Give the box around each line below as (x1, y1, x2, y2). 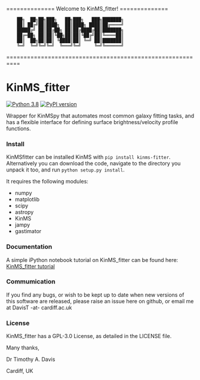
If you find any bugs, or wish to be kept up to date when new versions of (6, 291, 184, 298)
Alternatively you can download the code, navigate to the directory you (6, 160, 181, 167)
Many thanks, (6, 344, 40, 351)
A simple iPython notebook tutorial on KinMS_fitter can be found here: (6, 256, 179, 263)
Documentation (6, 243, 53, 251)
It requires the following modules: (6, 178, 88, 185)
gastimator (14, 228, 42, 235)
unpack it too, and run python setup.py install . (6, 166, 125, 173)
